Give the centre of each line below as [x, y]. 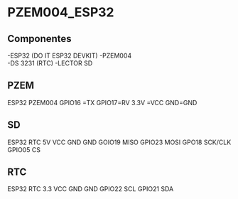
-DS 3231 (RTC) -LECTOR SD [50, 63]
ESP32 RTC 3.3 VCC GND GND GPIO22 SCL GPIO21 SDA [91, 189]
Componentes [40, 39]
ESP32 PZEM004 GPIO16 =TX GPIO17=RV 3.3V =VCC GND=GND [102, 102]
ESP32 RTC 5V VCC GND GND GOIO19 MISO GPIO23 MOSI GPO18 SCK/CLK [119, 142]
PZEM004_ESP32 [61, 12]
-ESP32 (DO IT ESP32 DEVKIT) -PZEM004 [70, 55]
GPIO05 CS [24, 149]
